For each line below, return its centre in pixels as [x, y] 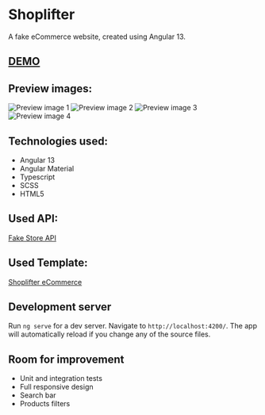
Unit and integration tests [61, 378]
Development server [60, 307]
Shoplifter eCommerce [45, 282]
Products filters [45, 404]
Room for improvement [66, 359]
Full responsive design [56, 387]
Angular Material [47, 168]
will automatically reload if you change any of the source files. [109, 334]
